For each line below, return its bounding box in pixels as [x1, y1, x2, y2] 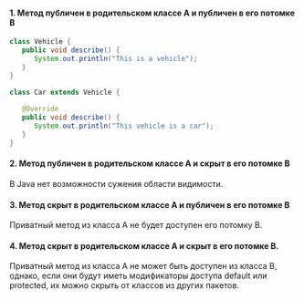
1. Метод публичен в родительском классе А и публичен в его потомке [9, 7, 295, 18]
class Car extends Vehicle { [9, 88, 121, 97]
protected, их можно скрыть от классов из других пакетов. [9, 280, 240, 291]
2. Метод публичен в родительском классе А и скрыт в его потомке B [9, 158, 290, 169]
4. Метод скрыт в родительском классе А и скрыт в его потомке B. [9, 240, 279, 251]
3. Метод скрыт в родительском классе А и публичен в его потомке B [9, 199, 290, 210]
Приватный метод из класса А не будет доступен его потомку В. [9, 220, 263, 231]
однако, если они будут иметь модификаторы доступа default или [9, 270, 267, 282]
